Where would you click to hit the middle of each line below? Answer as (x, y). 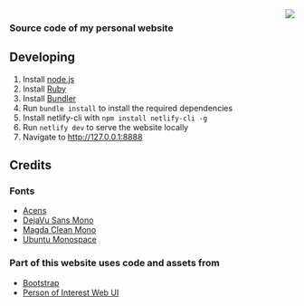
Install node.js (48, 79)
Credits (31, 165)
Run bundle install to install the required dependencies (128, 108)
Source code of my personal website (91, 28)
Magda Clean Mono (59, 230)
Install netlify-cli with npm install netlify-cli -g (115, 118)
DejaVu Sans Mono (58, 220)
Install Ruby (44, 89)
